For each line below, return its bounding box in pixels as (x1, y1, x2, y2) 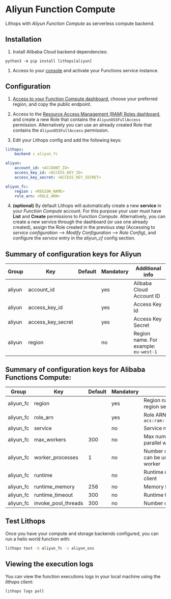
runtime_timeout (34, 492, 73, 499)
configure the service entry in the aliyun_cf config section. (12, 235, 136, 241)
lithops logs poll (5, 588, 44, 593)
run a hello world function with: (5, 535, 71, 542)
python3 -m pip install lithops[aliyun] (5, 58, 93, 64)
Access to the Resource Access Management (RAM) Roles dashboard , (12, 111, 161, 117)
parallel (144, 439, 161, 446)
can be (144, 454, 160, 461)
